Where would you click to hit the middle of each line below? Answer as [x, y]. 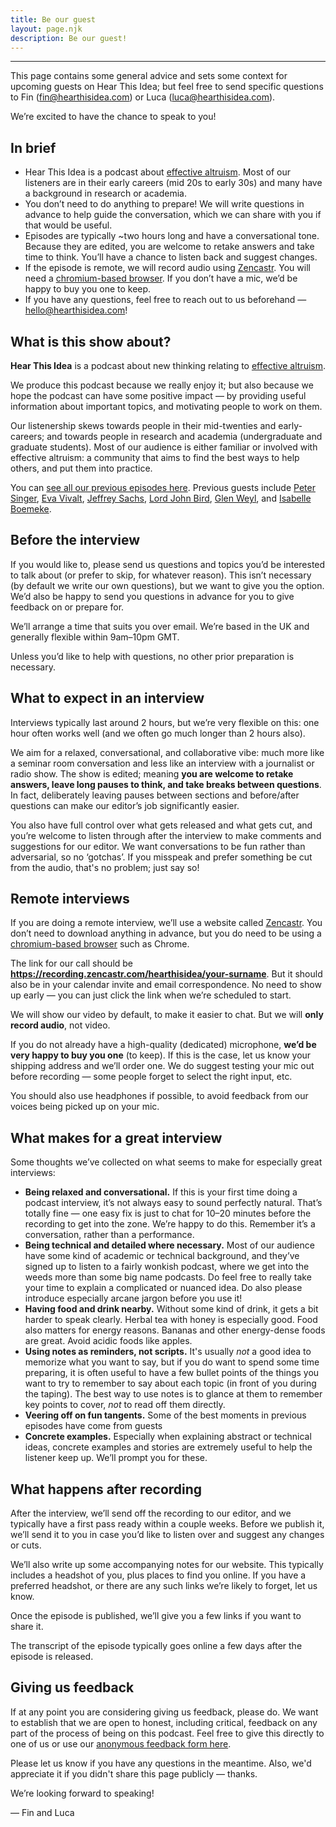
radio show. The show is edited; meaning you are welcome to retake [152, 773]
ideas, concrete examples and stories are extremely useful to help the [168, 1447]
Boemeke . [31, 509]
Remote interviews [70, 899]
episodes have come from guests [93, 1426]
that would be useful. [68, 225]
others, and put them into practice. [81, 468]
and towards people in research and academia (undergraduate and [184, 436]
